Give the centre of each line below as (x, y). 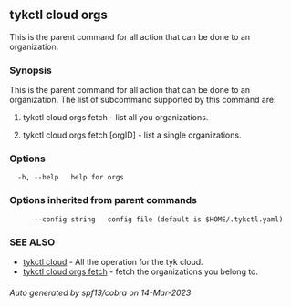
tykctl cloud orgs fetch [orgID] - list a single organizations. (132, 135)
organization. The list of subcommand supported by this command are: (143, 100)
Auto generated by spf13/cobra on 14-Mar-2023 (100, 292)
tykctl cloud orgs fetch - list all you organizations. (115, 118)
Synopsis (31, 70)
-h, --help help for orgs (71, 178)
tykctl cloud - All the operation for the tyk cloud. (113, 262)
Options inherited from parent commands (104, 200)
